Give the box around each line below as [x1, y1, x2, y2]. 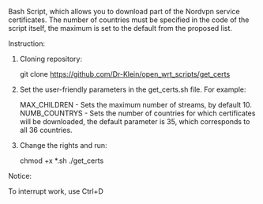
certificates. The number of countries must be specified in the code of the [8, 15, 250, 25]
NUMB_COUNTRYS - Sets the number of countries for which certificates [19, 108, 256, 118]
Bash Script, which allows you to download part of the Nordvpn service [8, 7, 240, 16]
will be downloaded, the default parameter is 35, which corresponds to [19, 117, 250, 126]
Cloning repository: [19, 55, 83, 63]
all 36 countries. [19, 126, 73, 134]
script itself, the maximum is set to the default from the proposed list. [8, 24, 233, 32]
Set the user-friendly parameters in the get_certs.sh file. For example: [19, 85, 246, 94]
